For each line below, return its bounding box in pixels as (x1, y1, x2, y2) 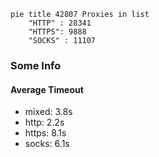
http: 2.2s (24, 116, 65, 129)
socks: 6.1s (24, 138, 70, 150)
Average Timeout (10, 83, 84, 95)
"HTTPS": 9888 (28, 27, 87, 37)
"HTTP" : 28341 (28, 18, 92, 28)
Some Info (10, 58, 62, 72)
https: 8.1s (24, 127, 67, 139)
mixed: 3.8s (24, 106, 73, 118)
